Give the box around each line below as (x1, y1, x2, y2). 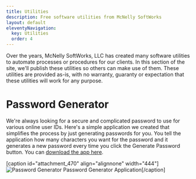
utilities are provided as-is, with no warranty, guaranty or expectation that (6, 71, 184, 78)
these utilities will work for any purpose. (6, 77, 103, 84)
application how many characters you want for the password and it (6, 136, 168, 143)
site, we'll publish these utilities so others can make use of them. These (6, 65, 180, 71)
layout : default (6, 19, 46, 25)
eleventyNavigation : (6, 25, 57, 31)
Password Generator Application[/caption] (62, 166, 166, 173)
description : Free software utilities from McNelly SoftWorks (6, 14, 162, 20)
